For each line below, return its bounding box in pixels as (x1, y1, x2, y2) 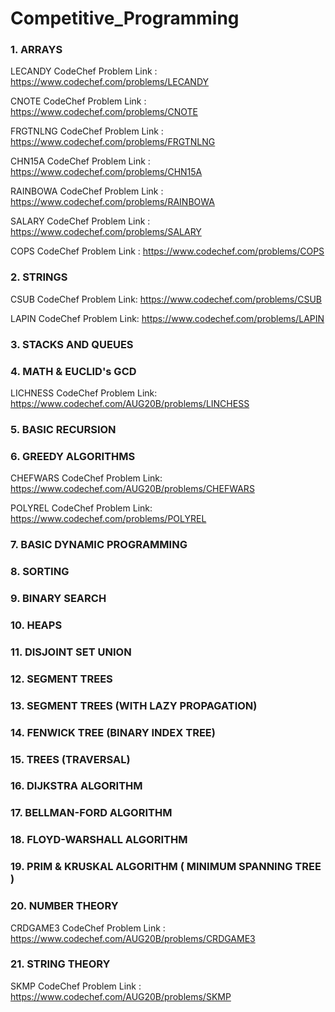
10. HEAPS (10, 618, 63, 632)
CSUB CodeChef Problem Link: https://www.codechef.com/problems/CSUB (10, 293, 323, 305)
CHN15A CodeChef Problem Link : (10, 155, 151, 167)
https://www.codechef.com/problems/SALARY (10, 226, 202, 238)
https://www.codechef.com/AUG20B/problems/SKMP (10, 990, 232, 1002)
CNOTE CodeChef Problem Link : (10, 95, 147, 107)
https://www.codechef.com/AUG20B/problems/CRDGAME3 (10, 932, 256, 944)
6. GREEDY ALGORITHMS (10, 449, 136, 463)
